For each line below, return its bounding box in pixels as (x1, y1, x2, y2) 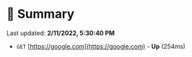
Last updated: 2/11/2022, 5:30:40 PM (6, 29, 115, 37)
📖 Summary (6, 6, 75, 22)
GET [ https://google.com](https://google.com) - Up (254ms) (16, 42, 186, 50)
